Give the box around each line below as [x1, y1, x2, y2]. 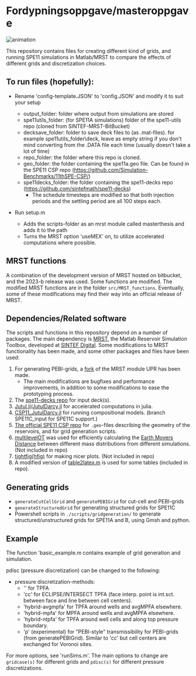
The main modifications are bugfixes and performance [23, 378, 155, 385]
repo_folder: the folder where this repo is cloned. [23, 154, 142, 161]
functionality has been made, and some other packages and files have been [6, 348, 189, 355]
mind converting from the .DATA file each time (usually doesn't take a [23, 141, 191, 148]
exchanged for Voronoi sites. [23, 641, 93, 647]
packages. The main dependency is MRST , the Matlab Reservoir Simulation [6, 335, 187, 342]
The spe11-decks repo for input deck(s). [14, 396, 111, 403]
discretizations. [6, 665, 43, 671]
